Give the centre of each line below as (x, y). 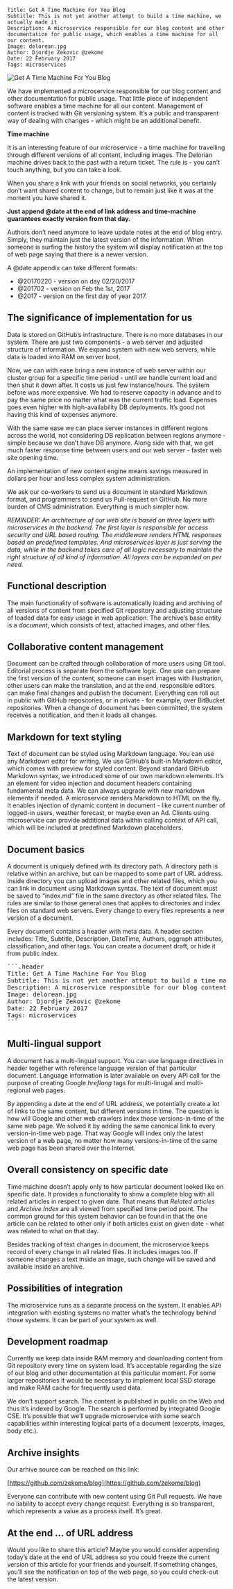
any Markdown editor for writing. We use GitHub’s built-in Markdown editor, (115, 761)
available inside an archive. (46, 1266)
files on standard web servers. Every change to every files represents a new (116, 911)
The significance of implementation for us (100, 318)
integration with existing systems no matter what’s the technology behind (112, 1312)
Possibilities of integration (65, 1289)
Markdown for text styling (64, 737)
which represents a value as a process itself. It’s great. (85, 1511)
